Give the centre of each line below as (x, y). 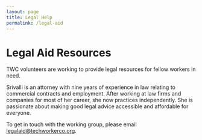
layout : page (23, 12)
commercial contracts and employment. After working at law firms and (94, 94)
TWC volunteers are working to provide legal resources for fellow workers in (101, 69)
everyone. (19, 113)
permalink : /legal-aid (35, 23)
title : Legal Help (29, 17)
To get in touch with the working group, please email (71, 124)
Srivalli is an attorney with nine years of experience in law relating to (91, 87)
